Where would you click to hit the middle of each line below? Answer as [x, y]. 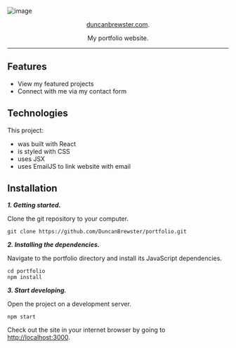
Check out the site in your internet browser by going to [86, 330]
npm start [22, 317]
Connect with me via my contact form [72, 91]
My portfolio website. [118, 38]
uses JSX [31, 159]
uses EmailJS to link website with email [74, 166]
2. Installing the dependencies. [53, 245]
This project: [26, 130]
